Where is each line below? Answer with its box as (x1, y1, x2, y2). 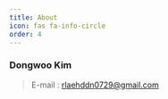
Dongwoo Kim (9, 59, 72, 71)
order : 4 (9, 29, 42, 38)
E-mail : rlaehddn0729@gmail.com (30, 79, 159, 90)
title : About (9, 12, 58, 22)
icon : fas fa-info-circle (9, 21, 105, 30)
